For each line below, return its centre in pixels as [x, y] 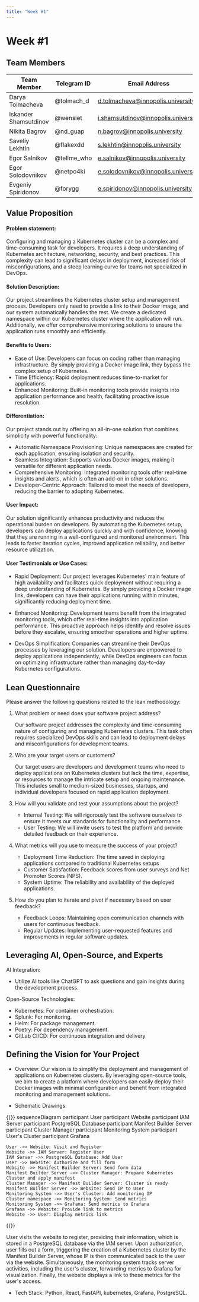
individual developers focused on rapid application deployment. [92, 792]
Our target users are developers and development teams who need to [100, 767]
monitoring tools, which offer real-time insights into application [91, 620]
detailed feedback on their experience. [71, 834]
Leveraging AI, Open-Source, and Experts [85, 955]
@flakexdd [70, 144]
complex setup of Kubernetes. [52, 371]
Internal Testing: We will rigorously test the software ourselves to [103, 815]
